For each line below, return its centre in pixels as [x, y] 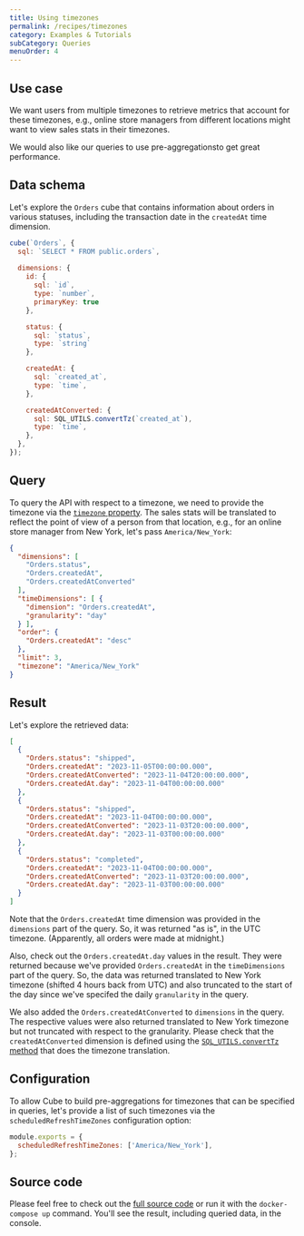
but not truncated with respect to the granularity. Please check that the [142, 1031]
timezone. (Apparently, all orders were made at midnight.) [117, 938]
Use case [36, 88]
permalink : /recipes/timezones [69, 26]
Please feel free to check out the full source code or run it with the [133, 1204]
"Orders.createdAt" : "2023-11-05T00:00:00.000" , [119, 767]
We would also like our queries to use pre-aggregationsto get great [135, 147]
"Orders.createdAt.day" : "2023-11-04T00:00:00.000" [125, 783]
